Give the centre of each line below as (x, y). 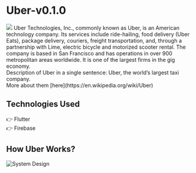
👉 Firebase (21, 128)
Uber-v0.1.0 (36, 11)
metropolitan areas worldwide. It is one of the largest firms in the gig (91, 59)
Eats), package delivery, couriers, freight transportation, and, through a (94, 40)
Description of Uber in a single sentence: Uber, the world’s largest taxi (93, 72)
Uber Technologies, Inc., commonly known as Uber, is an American (97, 28)
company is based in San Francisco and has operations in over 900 (89, 53)
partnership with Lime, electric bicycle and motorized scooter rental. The (96, 47)
